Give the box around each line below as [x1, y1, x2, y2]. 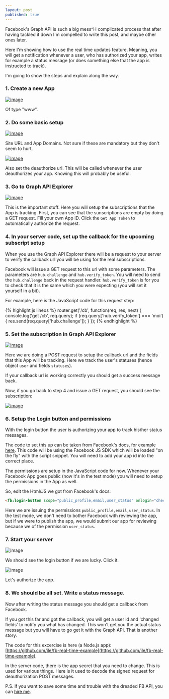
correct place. [5, 458, 34, 464]
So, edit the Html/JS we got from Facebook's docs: [5, 488, 111, 494]
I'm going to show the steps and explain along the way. [5, 72, 119, 78]
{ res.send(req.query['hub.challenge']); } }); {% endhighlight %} [5, 318, 137, 324]
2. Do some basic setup [5, 119, 64, 126]
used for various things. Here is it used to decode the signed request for [5, 668, 155, 674]
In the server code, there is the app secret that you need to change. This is [5, 663, 160, 669]
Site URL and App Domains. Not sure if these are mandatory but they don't [5, 140, 160, 147]
